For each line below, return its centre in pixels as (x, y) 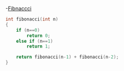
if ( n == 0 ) (28, 30)
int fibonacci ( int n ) (32, 19)
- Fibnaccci (19, 9)
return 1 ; (38, 46)
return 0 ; (38, 35)
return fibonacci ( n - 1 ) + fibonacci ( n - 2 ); (67, 57)
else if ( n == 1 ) (35, 41)
